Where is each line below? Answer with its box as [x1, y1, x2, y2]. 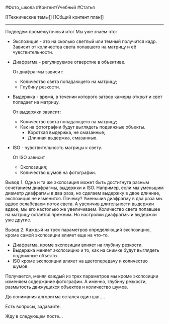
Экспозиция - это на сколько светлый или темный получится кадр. [12, 38, 157, 44]
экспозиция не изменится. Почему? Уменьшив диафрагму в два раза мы [5, 196, 162, 201]
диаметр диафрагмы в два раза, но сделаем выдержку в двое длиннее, [5, 190, 160, 196]
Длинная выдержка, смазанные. [27, 135, 98, 141]
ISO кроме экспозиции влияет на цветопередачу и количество [12, 258, 148, 264]
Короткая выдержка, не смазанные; [27, 129, 106, 135]
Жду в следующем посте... [5, 313, 63, 319]
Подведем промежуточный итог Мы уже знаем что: [5, 29, 117, 34]
